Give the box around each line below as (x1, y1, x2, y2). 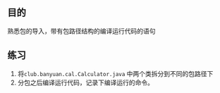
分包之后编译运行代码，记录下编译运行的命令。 (17, 78, 154, 87)
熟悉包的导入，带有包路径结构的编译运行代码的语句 (7, 27, 156, 35)
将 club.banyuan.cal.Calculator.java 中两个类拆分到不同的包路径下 (17, 69, 214, 77)
